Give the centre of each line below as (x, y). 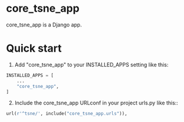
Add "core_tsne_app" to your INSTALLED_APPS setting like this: (91, 65)
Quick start (34, 48)
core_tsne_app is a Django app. (44, 25)
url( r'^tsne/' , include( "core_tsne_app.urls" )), (67, 114)
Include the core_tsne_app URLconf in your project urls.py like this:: (96, 103)
